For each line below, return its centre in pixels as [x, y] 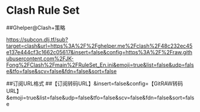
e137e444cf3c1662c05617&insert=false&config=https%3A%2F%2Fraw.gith [99, 52]
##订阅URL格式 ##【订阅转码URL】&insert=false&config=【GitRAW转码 [95, 83]
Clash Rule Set [43, 10]
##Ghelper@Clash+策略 [36, 27]
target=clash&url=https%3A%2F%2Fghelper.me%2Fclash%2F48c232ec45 [99, 46]
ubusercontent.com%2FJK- [40, 58]
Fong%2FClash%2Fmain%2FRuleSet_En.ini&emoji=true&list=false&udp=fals [100, 65]
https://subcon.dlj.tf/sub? [37, 39]
